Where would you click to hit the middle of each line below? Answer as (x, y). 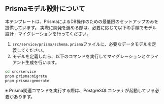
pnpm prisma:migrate (26, 76)
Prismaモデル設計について (45, 9)
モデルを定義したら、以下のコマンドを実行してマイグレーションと (79, 56)
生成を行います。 (42, 62)
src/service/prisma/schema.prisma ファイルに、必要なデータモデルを (82, 44)
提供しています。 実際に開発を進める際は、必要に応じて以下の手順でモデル (81, 27)
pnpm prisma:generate (27, 81)
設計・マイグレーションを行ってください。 (48, 34)
